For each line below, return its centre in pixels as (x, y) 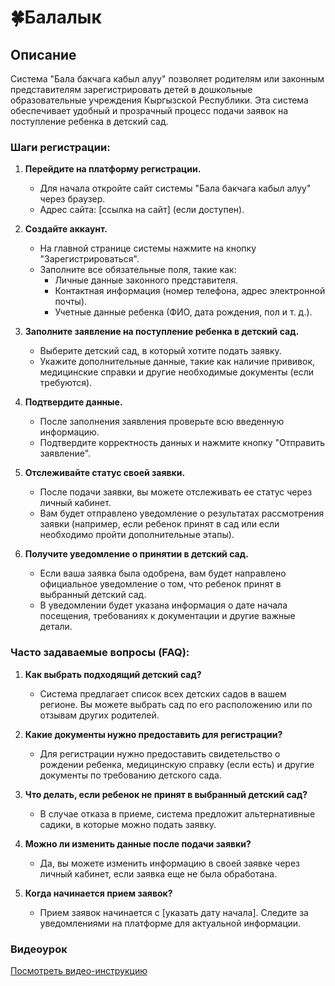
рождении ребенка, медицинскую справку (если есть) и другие (177, 764)
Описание (43, 54)
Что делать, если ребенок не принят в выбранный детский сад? (166, 794)
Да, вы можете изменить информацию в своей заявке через (170, 863)
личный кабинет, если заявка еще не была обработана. (158, 873)
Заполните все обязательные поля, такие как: (138, 270)
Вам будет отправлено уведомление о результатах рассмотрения (182, 513)
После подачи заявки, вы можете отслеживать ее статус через (176, 492)
